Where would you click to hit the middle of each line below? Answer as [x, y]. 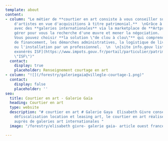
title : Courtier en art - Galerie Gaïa [51, 98]
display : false [30, 84]
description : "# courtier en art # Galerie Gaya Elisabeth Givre [80, 112]
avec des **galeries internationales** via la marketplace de [80, 28]
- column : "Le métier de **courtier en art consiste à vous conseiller [81, 19]
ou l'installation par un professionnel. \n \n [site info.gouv [84, 47]
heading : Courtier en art [37, 103]
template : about [22, 10]
